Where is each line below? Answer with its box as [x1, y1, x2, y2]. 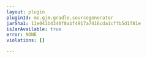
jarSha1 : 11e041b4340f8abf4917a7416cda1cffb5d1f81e [6, 20, 141, 26]
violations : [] [6, 37, 45, 43]
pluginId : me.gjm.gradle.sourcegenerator [6, 15, 114, 21]
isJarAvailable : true [6, 26, 62, 32]
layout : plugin [6, 9, 45, 15]
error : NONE [6, 32, 37, 38]
